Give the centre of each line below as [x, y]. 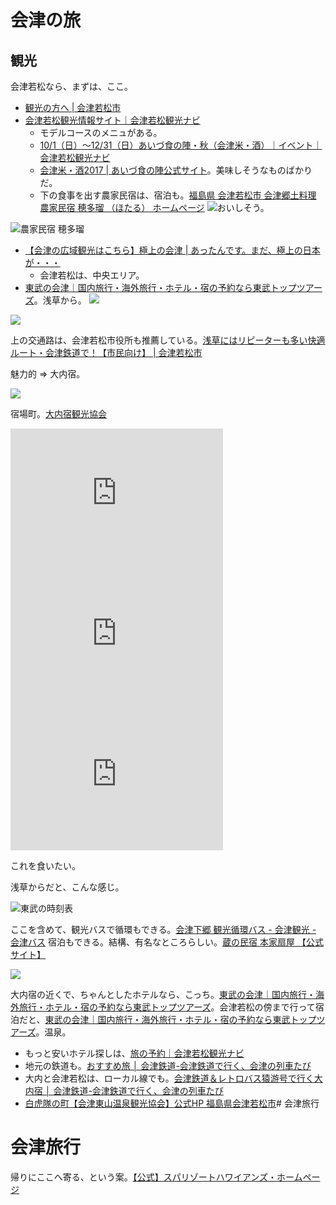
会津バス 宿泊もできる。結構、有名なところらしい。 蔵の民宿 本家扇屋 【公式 [167, 942]
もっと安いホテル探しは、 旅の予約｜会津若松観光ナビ [134, 1053]
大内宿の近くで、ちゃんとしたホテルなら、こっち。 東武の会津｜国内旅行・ [163, 994]
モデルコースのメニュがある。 [101, 132]
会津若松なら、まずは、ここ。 [71, 86]
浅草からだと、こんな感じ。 [67, 887]
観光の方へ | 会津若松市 [73, 107]
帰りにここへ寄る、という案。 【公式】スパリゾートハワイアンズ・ [143, 1177]
